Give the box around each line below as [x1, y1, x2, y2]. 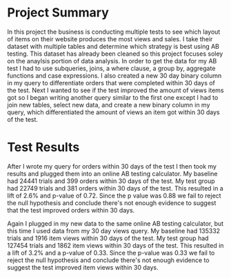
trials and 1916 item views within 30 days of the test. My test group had [7, 234, 209, 242]
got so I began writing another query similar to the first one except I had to [7, 93, 219, 101]
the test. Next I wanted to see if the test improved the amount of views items [7, 86, 224, 94]
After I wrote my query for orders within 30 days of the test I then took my [7, 162, 217, 170]
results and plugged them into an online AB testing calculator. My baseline [7, 169, 219, 178]
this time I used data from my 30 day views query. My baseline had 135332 [7, 226, 221, 235]
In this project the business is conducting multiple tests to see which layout [7, 28, 221, 36]
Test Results [7, 140, 80, 156]
